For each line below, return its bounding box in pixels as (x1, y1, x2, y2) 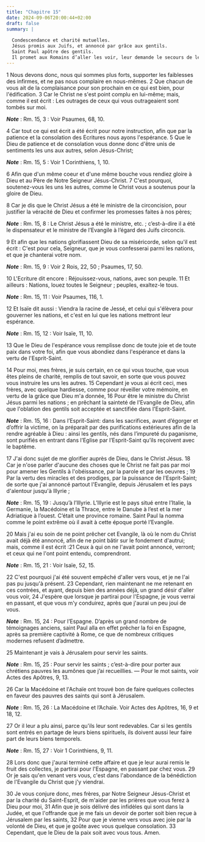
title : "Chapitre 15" (6, 9, 62, 15)
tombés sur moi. (6, 103, 48, 110)
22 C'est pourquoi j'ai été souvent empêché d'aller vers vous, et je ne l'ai (6, 573, 190, 580)
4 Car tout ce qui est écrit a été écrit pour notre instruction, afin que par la (6, 127, 192, 134)
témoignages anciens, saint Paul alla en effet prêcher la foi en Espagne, (6, 624, 186, 631)
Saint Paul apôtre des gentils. (12, 49, 95, 55)
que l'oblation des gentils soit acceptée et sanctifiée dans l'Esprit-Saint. (6, 405, 187, 412)
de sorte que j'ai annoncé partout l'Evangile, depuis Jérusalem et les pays (6, 480, 192, 488)
